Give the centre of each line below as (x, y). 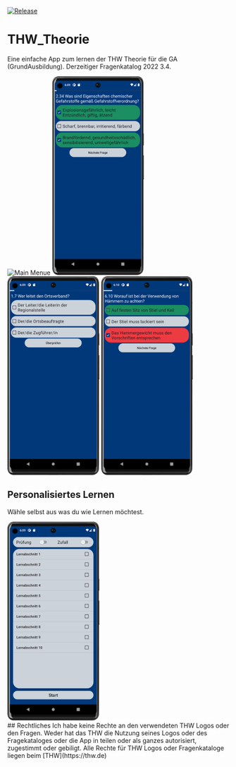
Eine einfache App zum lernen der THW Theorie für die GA (93, 59)
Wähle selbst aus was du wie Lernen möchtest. (76, 511)
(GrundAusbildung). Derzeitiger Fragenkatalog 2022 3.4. (89, 66)
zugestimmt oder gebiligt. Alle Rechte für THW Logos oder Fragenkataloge (116, 748)
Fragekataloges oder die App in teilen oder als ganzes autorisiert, (102, 740)
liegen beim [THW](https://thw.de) (57, 755)
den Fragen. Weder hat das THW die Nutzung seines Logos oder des (107, 733)
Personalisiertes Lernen (61, 495)
